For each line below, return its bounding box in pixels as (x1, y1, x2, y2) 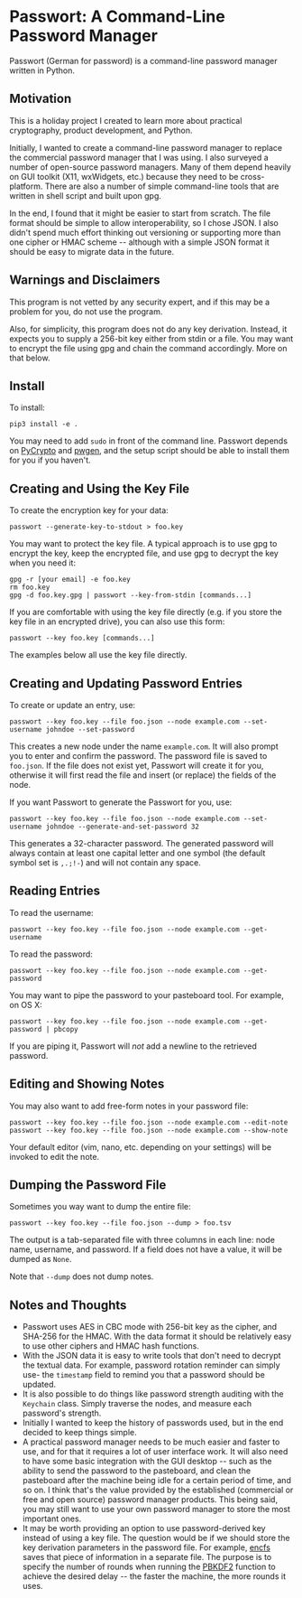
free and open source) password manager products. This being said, (22, 1494, 278, 1505)
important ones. (22, 1513, 82, 1524)
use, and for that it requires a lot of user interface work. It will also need (22, 1446, 288, 1457)
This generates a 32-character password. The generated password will (9, 838, 274, 848)
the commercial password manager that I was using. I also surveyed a (9, 152, 269, 163)
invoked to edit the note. (9, 1151, 100, 1162)
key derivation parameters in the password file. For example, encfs (22, 1542, 270, 1553)
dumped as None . (9, 1254, 72, 1265)
